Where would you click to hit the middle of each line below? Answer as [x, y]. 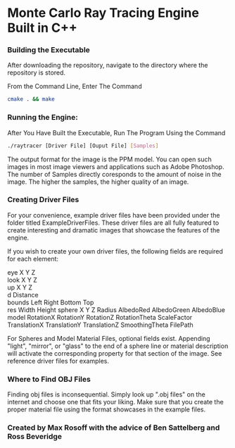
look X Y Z [22, 280]
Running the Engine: [43, 118]
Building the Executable [49, 50]
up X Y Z [20, 287]
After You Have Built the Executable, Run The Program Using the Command [116, 132]
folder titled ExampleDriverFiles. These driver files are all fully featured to [113, 223]
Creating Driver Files [43, 200]
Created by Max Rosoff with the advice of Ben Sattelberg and [114, 428]
